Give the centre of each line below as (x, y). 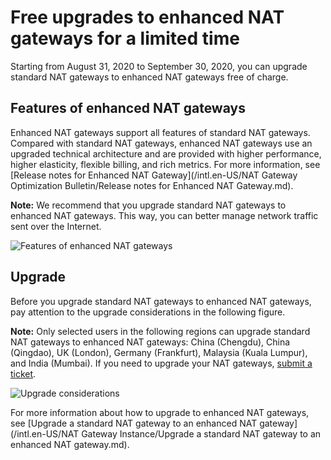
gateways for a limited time (125, 38)
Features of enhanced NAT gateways (128, 108)
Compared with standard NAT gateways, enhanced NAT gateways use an (161, 143)
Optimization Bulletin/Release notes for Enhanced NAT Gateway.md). (152, 185)
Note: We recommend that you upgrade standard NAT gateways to (148, 205)
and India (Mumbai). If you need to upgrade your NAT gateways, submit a (161, 363)
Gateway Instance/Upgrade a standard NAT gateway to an (201, 433)
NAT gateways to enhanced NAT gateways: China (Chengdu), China (150, 342)
